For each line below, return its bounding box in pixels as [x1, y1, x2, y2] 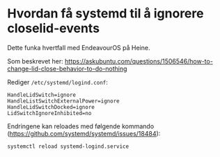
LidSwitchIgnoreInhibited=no [7, 110, 92, 117]
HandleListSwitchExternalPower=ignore [7, 97, 120, 105]
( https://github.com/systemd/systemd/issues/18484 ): [7, 129, 161, 137]
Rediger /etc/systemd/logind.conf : [7, 77, 108, 86]
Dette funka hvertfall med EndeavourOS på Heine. [7, 43, 150, 52]
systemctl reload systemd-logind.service [7, 142, 129, 150]
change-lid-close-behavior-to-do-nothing [7, 64, 127, 73]
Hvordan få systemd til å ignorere [7, 6, 204, 22]
